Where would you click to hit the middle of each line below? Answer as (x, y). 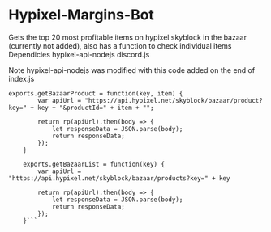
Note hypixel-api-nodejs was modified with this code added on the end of (132, 70)
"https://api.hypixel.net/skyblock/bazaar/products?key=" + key (119, 178)
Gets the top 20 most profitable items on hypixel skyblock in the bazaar (128, 37)
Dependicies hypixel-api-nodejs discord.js (79, 54)
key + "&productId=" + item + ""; (96, 108)
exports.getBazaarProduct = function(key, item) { (96, 93)
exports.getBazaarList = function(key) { (94, 164)
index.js (22, 78)
